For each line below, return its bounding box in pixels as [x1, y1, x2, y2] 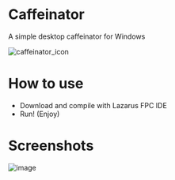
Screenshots [8, 137, 94, 155]
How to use [8, 75, 84, 92]
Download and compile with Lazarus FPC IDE [19, 100, 168, 110]
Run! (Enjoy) [19, 109, 60, 118]
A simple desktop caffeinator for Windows [8, 32, 146, 41]
